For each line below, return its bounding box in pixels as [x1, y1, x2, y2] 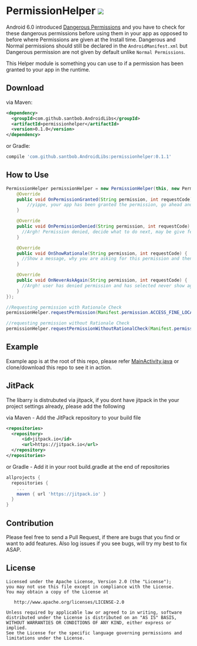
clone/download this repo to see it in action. [6, 364, 113, 371]
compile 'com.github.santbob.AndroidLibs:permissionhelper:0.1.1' [6, 154, 172, 160]
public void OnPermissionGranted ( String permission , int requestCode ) [16, 197, 193, 202]
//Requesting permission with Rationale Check [6, 304, 122, 310]
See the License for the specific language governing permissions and [6, 630, 182, 636]
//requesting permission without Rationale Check [6, 320, 130, 326]
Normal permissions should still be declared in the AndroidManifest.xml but [6, 42, 188, 49]
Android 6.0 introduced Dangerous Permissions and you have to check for [6, 23, 185, 31]
